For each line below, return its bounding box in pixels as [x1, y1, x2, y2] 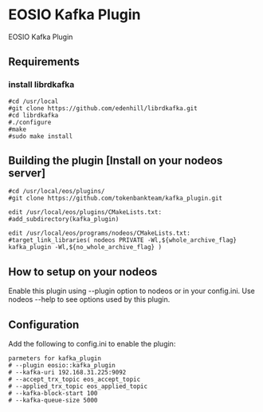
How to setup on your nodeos [8, 265, 158, 279]
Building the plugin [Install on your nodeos [8, 154, 223, 168]
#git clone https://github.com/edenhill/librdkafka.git [8, 104, 198, 113]
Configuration [8, 318, 80, 331]
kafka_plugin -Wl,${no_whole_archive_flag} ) [8, 244, 162, 252]
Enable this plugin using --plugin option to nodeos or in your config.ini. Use [8, 286, 255, 296]
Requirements [8, 55, 80, 69]
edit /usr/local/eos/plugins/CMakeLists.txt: [8, 208, 162, 216]
